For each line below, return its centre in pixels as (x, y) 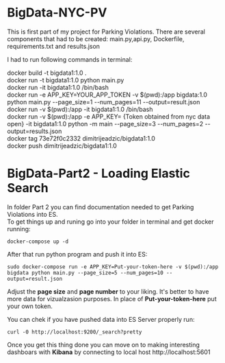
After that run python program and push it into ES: (77, 254)
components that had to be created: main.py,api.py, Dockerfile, (96, 38)
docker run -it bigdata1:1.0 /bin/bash (58, 87)
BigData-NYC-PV (57, 13)
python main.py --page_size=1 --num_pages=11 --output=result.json (104, 102)
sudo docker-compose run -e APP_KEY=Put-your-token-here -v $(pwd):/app (113, 267)
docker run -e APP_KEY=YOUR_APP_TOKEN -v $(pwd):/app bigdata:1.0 (107, 95)
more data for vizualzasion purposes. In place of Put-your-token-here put (112, 298)
